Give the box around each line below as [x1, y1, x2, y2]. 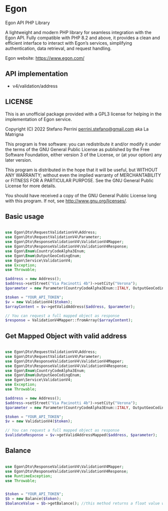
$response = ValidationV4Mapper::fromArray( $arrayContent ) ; [5, 318, 133, 323]
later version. [5, 157, 32, 163]
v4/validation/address [12, 83, 58, 89]
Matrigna [5, 131, 24, 137]
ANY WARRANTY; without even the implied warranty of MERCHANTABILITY [5, 172, 161, 178]
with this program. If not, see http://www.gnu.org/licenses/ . [5, 198, 127, 204]
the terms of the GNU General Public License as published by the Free [5, 146, 150, 152]
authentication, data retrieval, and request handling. [5, 45, 111, 51]
